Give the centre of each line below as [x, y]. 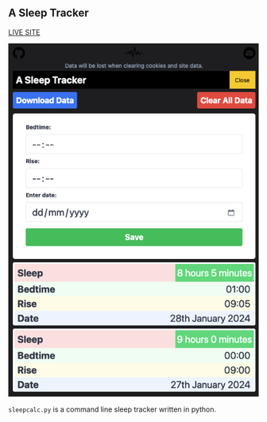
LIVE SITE [24, 32]
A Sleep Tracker [48, 13]
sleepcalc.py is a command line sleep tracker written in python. [112, 409]
